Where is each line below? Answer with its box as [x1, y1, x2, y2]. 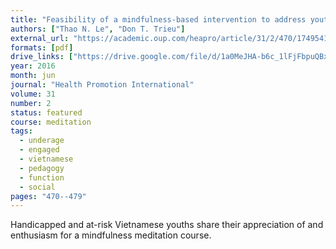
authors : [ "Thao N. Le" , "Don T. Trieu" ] [10, 24, 186, 34]
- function [19, 172, 65, 183]
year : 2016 [10, 61, 56, 71]
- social [19, 182, 56, 192]
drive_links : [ [10, 52, 74, 62]
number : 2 [10, 98, 52, 108]
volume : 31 [10, 89, 56, 99]
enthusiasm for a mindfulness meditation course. [10, 229, 212, 241]
